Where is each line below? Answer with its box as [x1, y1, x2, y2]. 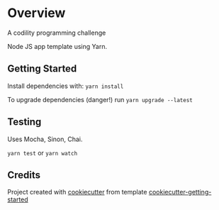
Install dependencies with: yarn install [7, 82, 124, 90]
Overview [7, 5, 66, 21]
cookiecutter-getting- [148, 188, 212, 197]
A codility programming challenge [7, 28, 106, 37]
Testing [7, 116, 42, 128]
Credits [7, 169, 41, 181]
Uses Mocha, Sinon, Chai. [7, 135, 83, 143]
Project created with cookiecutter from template [7, 188, 147, 197]
